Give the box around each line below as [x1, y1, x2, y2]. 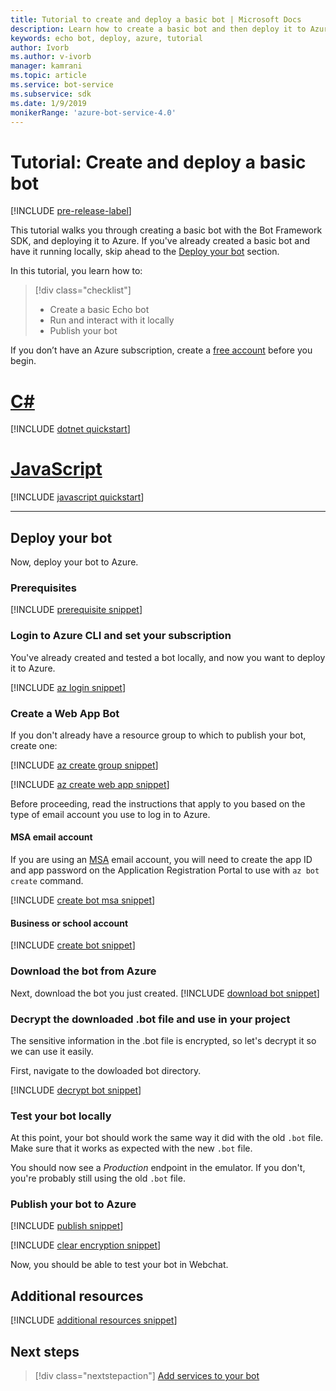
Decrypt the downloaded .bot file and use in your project [10, 1012, 291, 1026]
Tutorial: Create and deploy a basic [10, 151, 307, 173]
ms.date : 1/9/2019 [10, 98, 87, 108]
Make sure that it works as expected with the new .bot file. [10, 1142, 253, 1155]
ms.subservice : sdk [10, 89, 92, 99]
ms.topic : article [10, 71, 87, 81]
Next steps [10, 1343, 80, 1360]
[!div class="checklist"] [34, 284, 132, 296]
